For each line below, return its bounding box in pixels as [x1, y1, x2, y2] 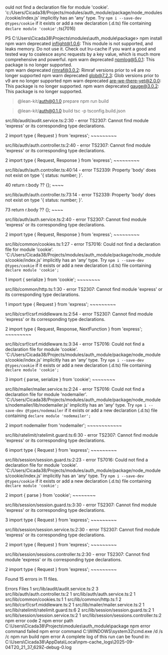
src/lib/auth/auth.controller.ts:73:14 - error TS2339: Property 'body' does [5, 192, 156, 197]
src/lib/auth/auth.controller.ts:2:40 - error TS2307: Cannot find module [5, 142, 151, 148]
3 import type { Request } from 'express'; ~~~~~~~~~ [5, 517, 117, 523]
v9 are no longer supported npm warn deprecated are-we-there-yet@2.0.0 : [5, 78, 161, 84]
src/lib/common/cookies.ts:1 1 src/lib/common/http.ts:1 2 [5, 596, 121, 602]
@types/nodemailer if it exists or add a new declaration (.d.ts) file [25, 408, 157, 413]
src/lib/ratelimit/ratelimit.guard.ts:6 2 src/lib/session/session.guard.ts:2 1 [5, 607, 154, 613]
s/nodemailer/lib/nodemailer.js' [5, 402, 69, 408]
